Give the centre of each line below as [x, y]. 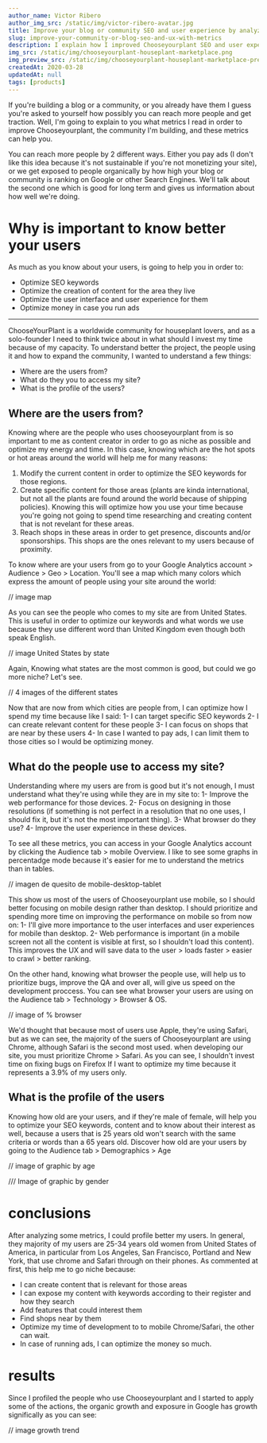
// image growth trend [44, 1430]
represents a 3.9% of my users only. [68, 1073]
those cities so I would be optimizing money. [81, 742]
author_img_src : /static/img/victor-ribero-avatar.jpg [101, 23]
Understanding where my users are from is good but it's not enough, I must [132, 786]
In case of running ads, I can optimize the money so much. [116, 1344]
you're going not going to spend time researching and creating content [135, 516]
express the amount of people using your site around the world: [112, 582]
